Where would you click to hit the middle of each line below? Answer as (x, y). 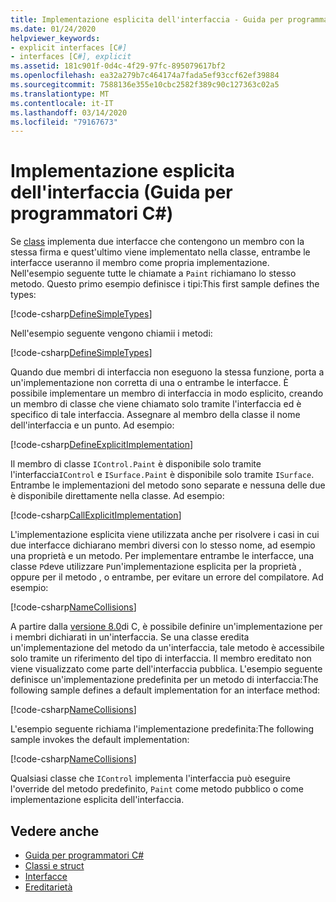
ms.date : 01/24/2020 (53, 29)
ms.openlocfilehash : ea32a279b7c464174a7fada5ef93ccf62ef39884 (145, 76)
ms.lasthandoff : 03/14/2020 (69, 112)
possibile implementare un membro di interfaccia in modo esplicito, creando (167, 393)
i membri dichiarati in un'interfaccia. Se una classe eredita (130, 637)
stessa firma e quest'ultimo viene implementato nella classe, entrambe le (160, 252)
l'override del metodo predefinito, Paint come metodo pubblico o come (157, 789)
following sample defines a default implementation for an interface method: (165, 690)
